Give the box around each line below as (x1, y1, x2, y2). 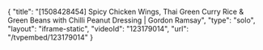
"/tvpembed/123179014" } (7, 32, 94, 42)
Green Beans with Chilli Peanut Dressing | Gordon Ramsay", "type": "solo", (7, 15, 256, 25)
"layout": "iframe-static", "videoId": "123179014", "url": (7, 24, 189, 33)
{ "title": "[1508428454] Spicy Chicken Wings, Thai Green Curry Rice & (7, 7, 244, 16)
